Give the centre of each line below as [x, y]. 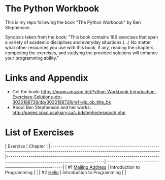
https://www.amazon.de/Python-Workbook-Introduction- [99, 91]
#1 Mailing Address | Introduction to [104, 167]
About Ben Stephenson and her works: [51, 107]
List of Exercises [40, 132]
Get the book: [26, 91]
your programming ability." [32, 58]
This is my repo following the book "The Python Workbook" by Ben [73, 22]
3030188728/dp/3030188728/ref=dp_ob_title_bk [62, 102]
